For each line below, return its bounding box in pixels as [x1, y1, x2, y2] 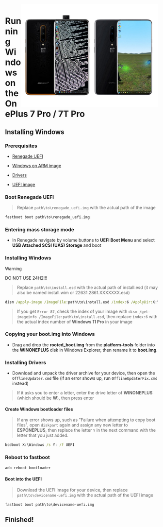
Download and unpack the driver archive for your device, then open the [12, 370, 155, 376]
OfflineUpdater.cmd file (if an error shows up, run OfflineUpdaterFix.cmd [12, 375, 158, 381]
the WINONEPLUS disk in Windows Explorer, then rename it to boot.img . [12, 347, 158, 353]
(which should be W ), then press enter [16, 395, 94, 401]
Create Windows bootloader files [5, 406, 73, 412]
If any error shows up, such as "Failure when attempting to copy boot [16, 417, 156, 423]
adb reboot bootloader [5, 465, 51, 471]
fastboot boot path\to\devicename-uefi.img [5, 502, 95, 507]
